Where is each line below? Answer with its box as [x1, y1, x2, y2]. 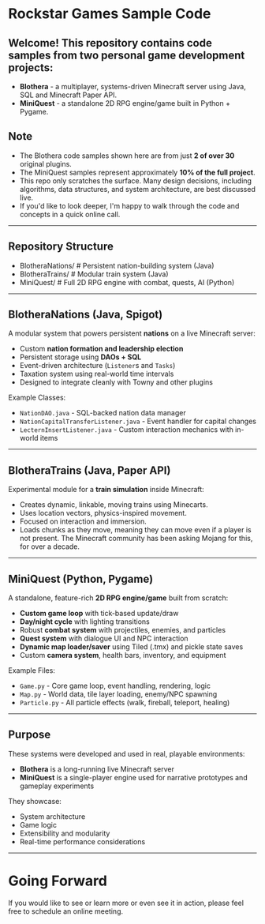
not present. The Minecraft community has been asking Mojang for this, [19, 534, 253, 543]
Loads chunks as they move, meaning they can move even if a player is [19, 525, 252, 535]
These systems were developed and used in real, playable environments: [8, 749, 245, 758]
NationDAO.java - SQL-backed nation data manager [19, 408, 187, 418]
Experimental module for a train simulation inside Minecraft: [8, 485, 205, 494]
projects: [8, 61, 54, 74]
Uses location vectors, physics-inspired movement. [19, 509, 187, 518]
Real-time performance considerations [19, 836, 146, 846]
